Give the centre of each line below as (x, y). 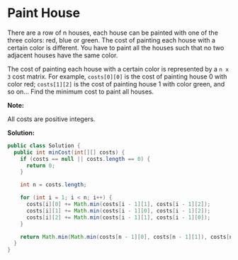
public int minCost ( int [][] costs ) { (69, 152)
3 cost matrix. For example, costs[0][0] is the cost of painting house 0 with (117, 77)
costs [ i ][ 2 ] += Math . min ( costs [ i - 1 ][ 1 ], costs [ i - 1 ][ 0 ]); (118, 217)
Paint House (44, 13)
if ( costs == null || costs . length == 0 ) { (85, 159)
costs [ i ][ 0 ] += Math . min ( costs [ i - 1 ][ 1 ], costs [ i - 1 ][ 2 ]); (118, 204)
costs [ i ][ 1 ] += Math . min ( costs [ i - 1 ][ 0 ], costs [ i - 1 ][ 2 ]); (118, 210)
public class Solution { (44, 146)
